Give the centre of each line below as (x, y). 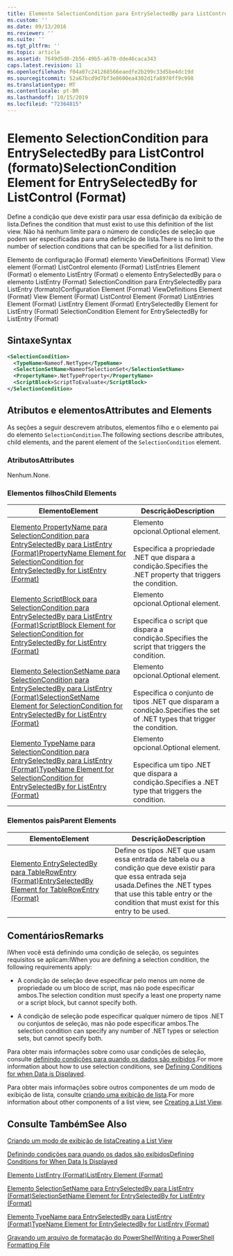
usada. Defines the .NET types (163, 885)
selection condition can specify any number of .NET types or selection (118, 1031)
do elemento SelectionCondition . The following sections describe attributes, (115, 434)
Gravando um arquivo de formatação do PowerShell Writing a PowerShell (111, 1238)
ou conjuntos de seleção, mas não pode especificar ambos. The (108, 1024)
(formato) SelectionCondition (92, 168)
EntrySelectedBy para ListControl (106, 153)
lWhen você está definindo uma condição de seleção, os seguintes (103, 952)
